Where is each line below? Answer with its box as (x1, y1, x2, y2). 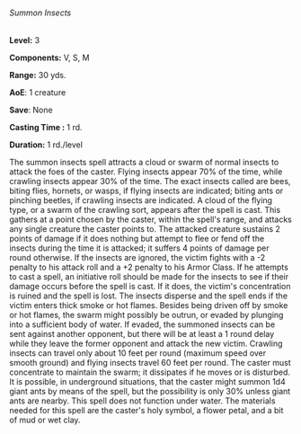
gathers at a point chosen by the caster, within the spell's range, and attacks (9, 214, 292, 225)
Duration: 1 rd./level (9, 139, 84, 150)
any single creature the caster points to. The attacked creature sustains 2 (9, 224, 281, 235)
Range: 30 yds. (9, 70, 66, 81)
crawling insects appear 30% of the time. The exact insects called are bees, (9, 176, 291, 187)
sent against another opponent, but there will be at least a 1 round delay (9, 329, 275, 340)
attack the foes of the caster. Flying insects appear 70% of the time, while (9, 166, 283, 177)
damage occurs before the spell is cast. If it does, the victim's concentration (9, 281, 291, 292)
